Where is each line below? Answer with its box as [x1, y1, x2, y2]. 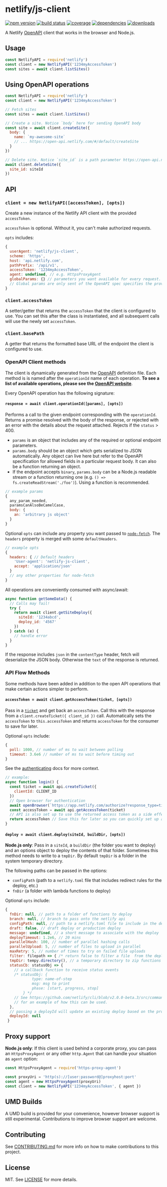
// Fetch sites [5, 107, 37, 112]
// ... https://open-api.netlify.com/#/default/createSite [14, 139, 139, 144]
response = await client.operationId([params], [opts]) [5, 402, 123, 407]
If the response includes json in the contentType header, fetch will [5, 651, 140, 657]
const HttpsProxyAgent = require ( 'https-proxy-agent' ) [5, 1065, 121, 1071]
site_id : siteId [9, 167, 43, 172]
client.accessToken [5, 298, 52, 303]
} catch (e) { [9, 629, 39, 634]
